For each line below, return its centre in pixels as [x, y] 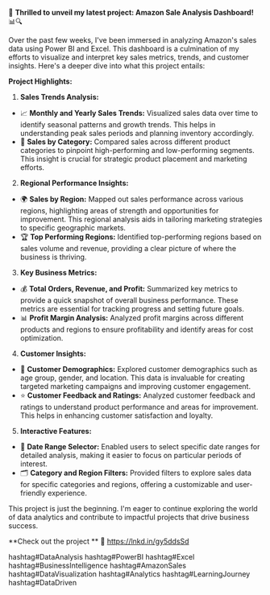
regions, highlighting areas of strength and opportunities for [119, 211]
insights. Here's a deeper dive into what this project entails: [107, 66]
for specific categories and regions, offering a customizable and [127, 484]
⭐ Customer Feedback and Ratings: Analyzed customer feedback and [137, 395]
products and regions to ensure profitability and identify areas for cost [137, 329]
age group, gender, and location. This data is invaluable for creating [133, 378]
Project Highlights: [40, 81]
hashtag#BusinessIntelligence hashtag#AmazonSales [98, 565]
